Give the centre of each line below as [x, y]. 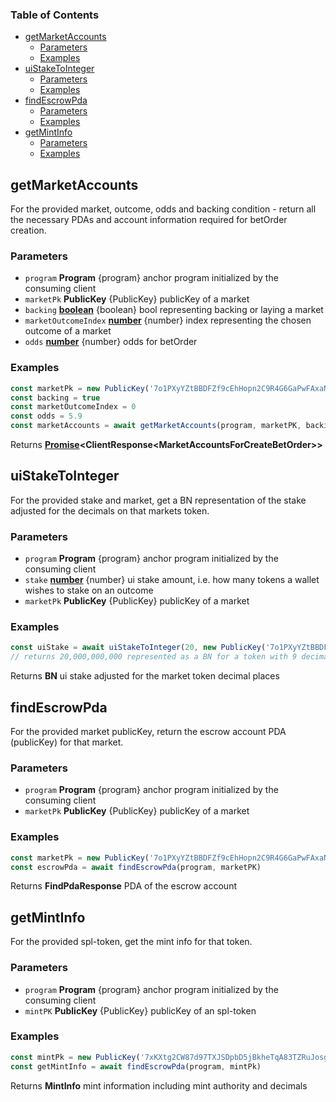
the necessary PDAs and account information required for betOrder [149, 220]
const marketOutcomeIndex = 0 [73, 407]
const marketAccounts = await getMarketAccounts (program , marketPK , [156, 426]
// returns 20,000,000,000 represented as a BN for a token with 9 [154, 657]
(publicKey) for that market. [67, 742]
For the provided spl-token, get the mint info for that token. [131, 942]
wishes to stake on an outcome [89, 590]
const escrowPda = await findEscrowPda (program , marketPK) [136, 867]
